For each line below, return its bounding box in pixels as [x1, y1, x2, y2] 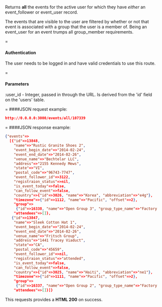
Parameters [5, 81, 29, 87]
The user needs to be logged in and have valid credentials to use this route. [5, 60, 156, 66]
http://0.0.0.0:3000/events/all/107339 [5, 116, 86, 121]
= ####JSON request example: [5, 107, 67, 112]
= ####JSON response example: [5, 125, 71, 130]
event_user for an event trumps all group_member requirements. [5, 29, 134, 35]
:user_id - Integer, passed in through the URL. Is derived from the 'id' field [5, 92, 152, 98]
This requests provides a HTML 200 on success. [5, 296, 103, 302]
